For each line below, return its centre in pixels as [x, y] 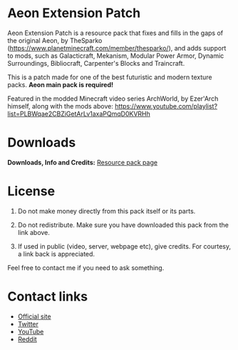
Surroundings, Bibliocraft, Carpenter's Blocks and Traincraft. [96, 63]
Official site [34, 316]
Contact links [47, 296]
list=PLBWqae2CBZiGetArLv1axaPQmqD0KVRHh [79, 114]
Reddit [27, 339]
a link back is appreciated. [56, 254]
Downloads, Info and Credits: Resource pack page [83, 162]
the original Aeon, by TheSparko [55, 40]
